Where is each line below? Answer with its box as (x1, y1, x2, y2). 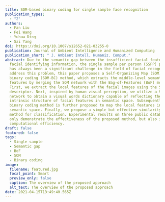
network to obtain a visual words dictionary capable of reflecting (9, 94, 153, 99)
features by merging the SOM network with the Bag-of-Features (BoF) (9, 80, 155, 85)
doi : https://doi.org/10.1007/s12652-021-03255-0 (5, 44, 109, 49)
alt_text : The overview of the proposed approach (9, 185, 113, 190)
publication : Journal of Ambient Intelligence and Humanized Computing (5, 48, 155, 53)
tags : (5, 135, 16, 140)
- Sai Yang (9, 39, 32, 44)
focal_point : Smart (9, 171, 50, 177)
